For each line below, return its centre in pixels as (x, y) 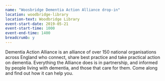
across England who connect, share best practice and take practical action (83, 57)
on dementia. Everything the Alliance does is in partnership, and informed (81, 62)
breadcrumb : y (20, 38)
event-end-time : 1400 (28, 33)
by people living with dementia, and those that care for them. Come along (81, 67)
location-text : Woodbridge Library (43, 19)
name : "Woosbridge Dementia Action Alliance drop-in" (63, 10)
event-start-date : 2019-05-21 (37, 24)
